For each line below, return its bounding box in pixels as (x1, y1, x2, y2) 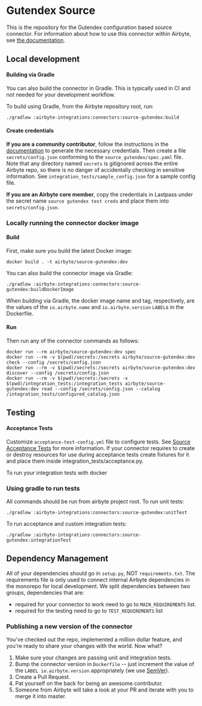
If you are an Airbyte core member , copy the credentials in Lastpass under (6, 191, 193, 198)
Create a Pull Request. (14, 673, 71, 681)
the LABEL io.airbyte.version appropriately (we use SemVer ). (14, 667, 170, 675)
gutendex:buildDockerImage (6, 286, 74, 292)
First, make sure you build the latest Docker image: (6, 247, 133, 254)
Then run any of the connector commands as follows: (6, 337, 139, 345)
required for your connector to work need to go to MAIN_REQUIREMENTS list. (14, 600, 197, 608)
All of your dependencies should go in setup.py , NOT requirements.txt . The (6, 569, 195, 577)
